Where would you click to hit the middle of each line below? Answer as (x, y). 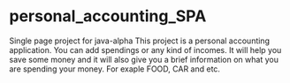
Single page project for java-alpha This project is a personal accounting (139, 41)
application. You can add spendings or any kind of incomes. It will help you (145, 49)
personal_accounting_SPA (108, 16)
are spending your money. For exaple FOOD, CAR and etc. (115, 69)
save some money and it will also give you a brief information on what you (144, 59)
